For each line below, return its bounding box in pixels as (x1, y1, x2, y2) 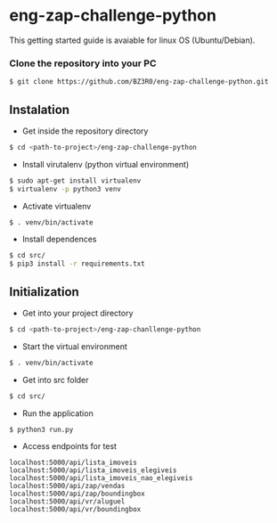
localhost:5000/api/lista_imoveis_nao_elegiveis (9, 474, 193, 483)
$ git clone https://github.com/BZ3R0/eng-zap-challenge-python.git (9, 78, 269, 86)
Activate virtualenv (21, 200, 92, 211)
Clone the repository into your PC (9, 57, 158, 69)
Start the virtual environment (21, 340, 127, 352)
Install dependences (21, 233, 97, 245)
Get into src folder (21, 374, 89, 385)
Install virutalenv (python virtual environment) (21, 159, 190, 169)
